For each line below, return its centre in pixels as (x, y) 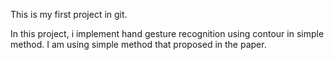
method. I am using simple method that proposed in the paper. (138, 44)
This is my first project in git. (69, 14)
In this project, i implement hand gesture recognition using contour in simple (167, 33)
